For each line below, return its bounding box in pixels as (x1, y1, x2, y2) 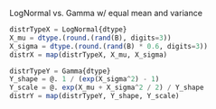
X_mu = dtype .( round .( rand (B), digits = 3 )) (9, 33, 172, 42)
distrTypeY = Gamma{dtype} (9, 67, 111, 76)
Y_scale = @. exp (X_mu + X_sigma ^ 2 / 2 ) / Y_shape (9, 83, 204, 93)
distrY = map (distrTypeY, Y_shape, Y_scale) (9, 92, 180, 101)
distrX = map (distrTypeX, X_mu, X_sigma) (9, 50, 168, 59)
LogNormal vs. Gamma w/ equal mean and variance (9, 8, 203, 18)
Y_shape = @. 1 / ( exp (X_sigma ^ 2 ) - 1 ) (9, 75, 160, 84)
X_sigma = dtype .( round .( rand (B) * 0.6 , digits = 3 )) (9, 41, 208, 50)
